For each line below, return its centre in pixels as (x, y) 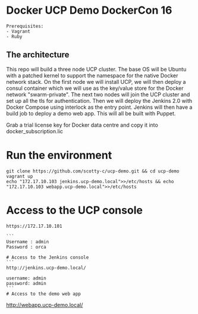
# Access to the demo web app (44, 294)
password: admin (26, 283)
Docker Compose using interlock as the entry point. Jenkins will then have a (99, 107)
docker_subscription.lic (35, 131)
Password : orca (26, 247)
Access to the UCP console (74, 210)
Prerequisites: (25, 26)
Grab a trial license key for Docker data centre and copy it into (82, 125)
